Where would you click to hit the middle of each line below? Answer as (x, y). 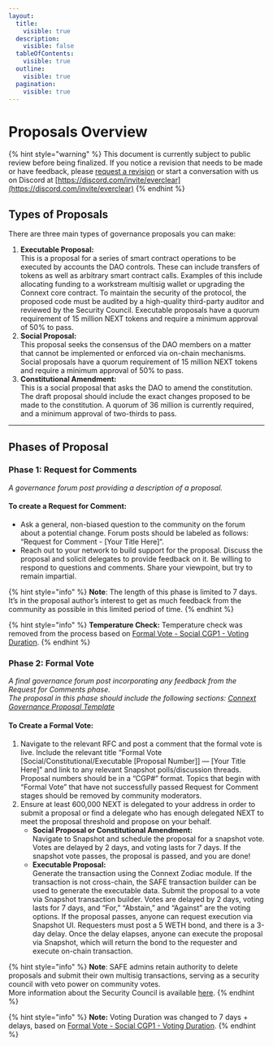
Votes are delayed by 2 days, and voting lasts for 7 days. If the (136, 847)
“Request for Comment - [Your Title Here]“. (92, 542)
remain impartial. (48, 576)
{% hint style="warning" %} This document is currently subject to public (130, 154)
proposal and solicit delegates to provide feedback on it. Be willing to (136, 559)
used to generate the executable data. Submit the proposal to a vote (146, 890)
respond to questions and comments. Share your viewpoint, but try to (136, 568)
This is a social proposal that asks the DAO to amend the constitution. (136, 388)
